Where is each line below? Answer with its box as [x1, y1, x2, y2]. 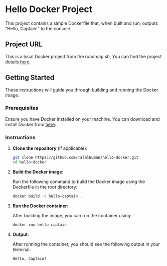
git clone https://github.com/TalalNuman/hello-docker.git [12, 155, 139, 160]
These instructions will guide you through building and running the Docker [5, 86, 158, 93]
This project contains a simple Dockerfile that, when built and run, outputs [5, 20, 158, 26]
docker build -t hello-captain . [12, 194, 83, 199]
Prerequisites [5, 105, 39, 112]
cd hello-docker [12, 160, 47, 165]
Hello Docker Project [5, 4, 93, 15]
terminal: [12, 246, 31, 252]
